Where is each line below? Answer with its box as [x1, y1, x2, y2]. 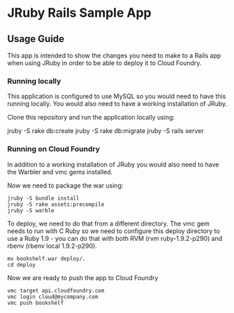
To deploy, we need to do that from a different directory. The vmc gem [7, 219, 210, 228]
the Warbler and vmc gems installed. [7, 167, 113, 176]
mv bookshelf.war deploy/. [7, 255, 86, 262]
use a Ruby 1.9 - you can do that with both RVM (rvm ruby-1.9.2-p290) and [7, 234, 223, 242]
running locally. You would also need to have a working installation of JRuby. [7, 99, 228, 108]
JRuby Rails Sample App [7, 5, 152, 21]
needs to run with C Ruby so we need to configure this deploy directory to [7, 226, 220, 235]
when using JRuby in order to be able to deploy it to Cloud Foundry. [7, 59, 202, 67]
